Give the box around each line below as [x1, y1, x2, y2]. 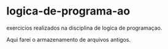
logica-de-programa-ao [6, 4, 131, 18]
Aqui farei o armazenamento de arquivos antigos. [6, 36, 131, 43]
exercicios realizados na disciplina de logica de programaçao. [6, 24, 162, 31]
